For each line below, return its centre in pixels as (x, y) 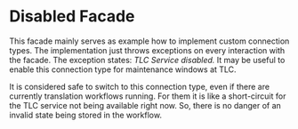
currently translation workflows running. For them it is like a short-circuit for (148, 96)
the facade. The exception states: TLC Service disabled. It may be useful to (147, 60)
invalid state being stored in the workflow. (86, 115)
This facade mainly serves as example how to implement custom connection (149, 41)
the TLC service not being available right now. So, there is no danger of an (145, 105)
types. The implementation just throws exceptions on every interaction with (147, 50)
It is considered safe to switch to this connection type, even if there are (139, 86)
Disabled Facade (72, 16)
